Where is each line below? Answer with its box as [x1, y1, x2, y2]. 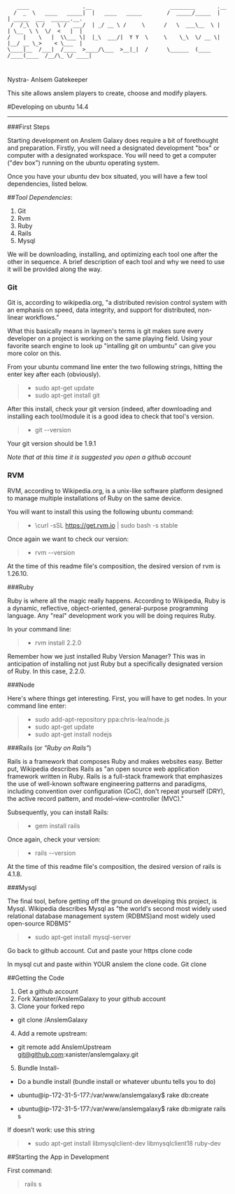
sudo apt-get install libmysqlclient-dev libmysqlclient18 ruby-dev [34, 1139, 222, 1147]
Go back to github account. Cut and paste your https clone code [7, 946, 192, 954]
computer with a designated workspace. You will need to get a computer [7, 151, 217, 160]
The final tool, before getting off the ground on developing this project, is [7, 897, 218, 905]
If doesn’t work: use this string [7, 1125, 95, 1134]
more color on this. [7, 349, 62, 357]
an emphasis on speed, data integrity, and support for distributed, [7, 306, 197, 315]
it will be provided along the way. [7, 265, 103, 273]
